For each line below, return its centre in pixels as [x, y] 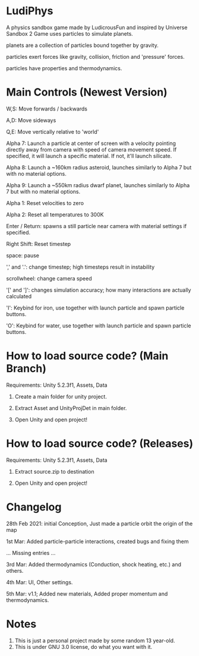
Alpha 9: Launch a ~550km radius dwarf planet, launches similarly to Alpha [98, 185]
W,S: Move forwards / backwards [47, 109]
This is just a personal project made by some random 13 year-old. [95, 641]
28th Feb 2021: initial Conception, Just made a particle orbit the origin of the [99, 523]
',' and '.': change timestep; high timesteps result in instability [80, 267]
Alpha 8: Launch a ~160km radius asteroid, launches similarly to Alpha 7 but [99, 167]
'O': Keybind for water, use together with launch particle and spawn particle [99, 326]
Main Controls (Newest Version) [87, 92]
